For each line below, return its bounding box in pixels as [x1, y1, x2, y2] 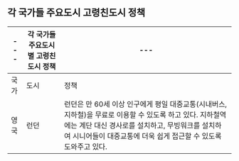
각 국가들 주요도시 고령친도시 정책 [7, 6, 146, 19]
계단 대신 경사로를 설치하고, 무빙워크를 [79, 120, 201, 130]
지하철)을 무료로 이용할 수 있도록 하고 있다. [63, 109, 198, 119]
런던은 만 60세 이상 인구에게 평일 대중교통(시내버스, [63, 99, 228, 109]
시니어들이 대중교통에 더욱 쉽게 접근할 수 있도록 [72, 131, 222, 140]
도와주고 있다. [63, 141, 108, 151]
